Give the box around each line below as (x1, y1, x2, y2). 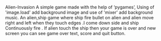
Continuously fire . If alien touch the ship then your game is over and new (5, 25, 156, 31)
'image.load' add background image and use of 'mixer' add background (5, 9, 153, 15)
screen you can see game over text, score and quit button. (5, 31, 126, 36)
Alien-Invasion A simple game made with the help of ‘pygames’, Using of (5, 4, 154, 10)
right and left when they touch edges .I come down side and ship (5, 20, 139, 26)
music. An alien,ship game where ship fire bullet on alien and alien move (5, 15, 154, 20)
